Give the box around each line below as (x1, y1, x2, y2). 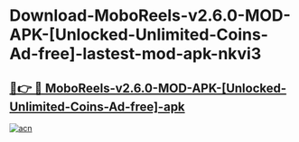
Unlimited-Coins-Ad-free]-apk (9, 99, 185, 114)
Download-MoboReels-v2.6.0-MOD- (9, 5, 291, 26)
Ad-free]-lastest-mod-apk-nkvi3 (9, 44, 262, 64)
